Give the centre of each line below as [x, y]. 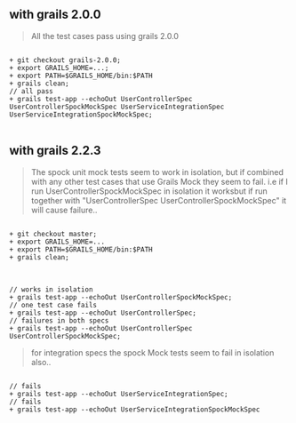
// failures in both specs [59, 320]
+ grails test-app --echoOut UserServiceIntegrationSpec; [119, 394]
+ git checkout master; [53, 234]
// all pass [31, 91]
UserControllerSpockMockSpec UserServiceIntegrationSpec [117, 107]
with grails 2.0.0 [55, 15]
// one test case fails [53, 305]
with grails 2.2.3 [55, 151]
